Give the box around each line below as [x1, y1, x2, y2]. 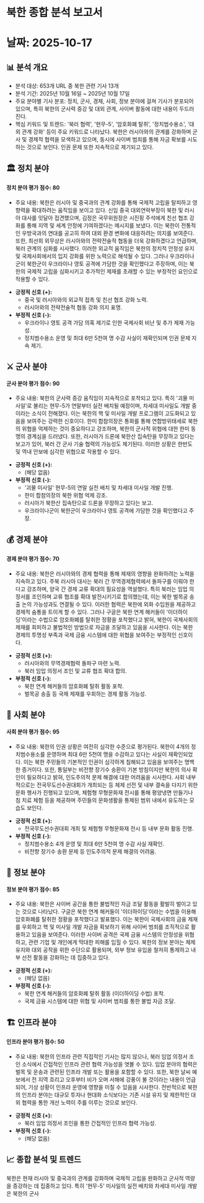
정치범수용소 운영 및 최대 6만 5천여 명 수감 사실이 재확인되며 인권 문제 [24, 334, 191, 342]
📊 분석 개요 [6, 62, 48, 72]
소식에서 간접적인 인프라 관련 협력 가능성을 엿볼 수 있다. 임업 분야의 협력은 [21, 1060, 198, 1068]
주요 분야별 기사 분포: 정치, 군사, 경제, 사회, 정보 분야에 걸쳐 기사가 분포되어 [15, 97, 194, 105]
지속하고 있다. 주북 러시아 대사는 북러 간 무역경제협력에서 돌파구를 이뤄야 [15, 577, 188, 585]
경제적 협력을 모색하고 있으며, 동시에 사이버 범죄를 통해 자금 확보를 [28, 136, 186, 143]
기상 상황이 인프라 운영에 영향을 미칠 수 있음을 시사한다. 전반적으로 [28, 1083, 186, 1090]
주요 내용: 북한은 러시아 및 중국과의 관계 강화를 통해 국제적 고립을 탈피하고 [15, 198, 191, 206]
